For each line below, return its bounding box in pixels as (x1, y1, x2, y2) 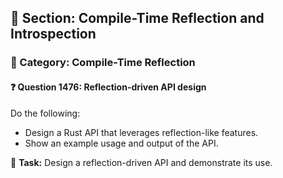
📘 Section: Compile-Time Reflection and (10, 10, 265, 27)
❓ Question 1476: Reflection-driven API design (10, 81, 207, 93)
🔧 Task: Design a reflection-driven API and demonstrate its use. (10, 156, 273, 168)
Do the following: (10, 107, 81, 119)
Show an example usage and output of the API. (24, 137, 219, 149)
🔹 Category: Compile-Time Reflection (10, 56, 196, 70)
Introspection (10, 26, 97, 43)
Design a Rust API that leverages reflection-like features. (24, 126, 259, 138)
